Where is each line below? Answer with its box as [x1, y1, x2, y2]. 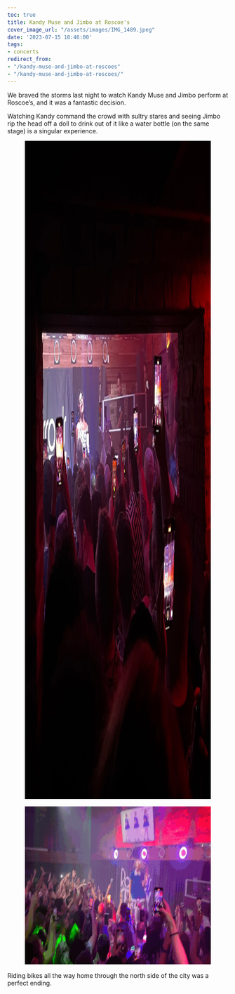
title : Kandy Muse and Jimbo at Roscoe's [7, 18, 130, 26]
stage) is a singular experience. [7, 126, 98, 135]
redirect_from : [7, 56, 52, 63]
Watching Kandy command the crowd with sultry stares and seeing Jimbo [7, 112, 221, 120]
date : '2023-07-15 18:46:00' [7, 34, 93, 41]
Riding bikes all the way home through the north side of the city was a [7, 971, 209, 979]
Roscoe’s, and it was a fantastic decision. [7, 98, 126, 107]
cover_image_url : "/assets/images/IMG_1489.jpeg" [7, 26, 156, 33]
